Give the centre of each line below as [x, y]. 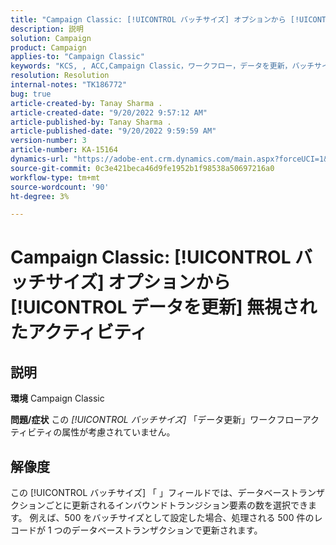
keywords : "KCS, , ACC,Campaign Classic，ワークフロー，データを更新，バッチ [162, 66]
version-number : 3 [48, 141]
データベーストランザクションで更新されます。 [167, 530]
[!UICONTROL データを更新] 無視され [164, 307]
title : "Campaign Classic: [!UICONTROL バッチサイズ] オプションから [148, 19]
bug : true [31, 94]
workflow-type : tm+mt [55, 177]
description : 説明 [47, 29]
